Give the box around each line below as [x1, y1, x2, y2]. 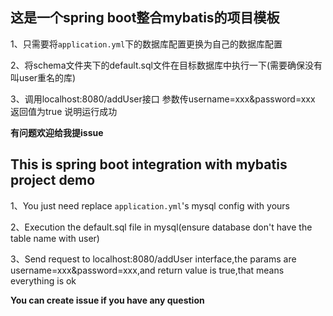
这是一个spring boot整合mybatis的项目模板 [10, 9, 280, 27]
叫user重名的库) [10, 71, 77, 83]
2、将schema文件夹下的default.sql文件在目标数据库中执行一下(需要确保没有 [10, 59, 323, 71]
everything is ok [10, 274, 77, 287]
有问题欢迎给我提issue [10, 126, 104, 138]
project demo [10, 172, 96, 189]
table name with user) [10, 232, 100, 244]
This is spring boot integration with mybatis [10, 156, 288, 173]
